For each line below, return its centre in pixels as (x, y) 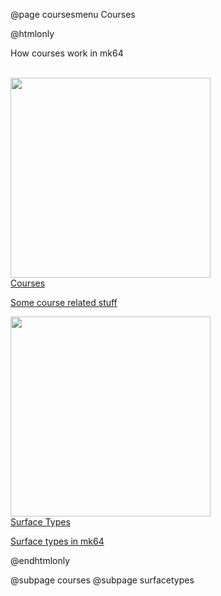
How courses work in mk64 (67, 53)
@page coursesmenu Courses (73, 14)
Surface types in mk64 (57, 541)
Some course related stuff (64, 302)
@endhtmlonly (40, 560)
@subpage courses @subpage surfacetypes (102, 580)
